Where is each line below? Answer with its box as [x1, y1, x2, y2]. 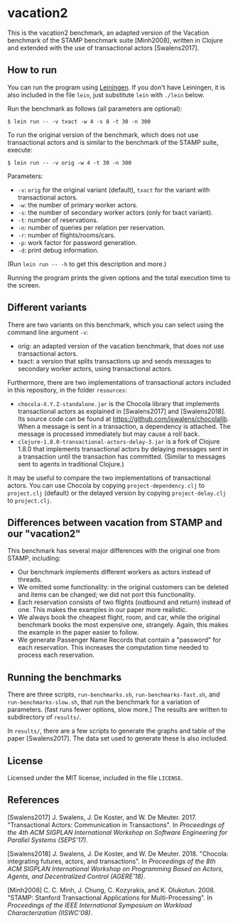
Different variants [7, 302, 87, 314]
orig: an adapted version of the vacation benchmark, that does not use [17, 342, 225, 350]
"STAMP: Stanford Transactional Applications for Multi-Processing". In [7, 893, 213, 902]
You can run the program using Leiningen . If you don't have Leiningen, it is [7, 83, 225, 92]
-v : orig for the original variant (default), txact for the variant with [17, 185, 210, 194]
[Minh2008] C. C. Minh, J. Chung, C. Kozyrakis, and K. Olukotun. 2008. [7, 885, 215, 894]
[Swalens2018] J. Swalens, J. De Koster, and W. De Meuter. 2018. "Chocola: [7, 849, 229, 858]
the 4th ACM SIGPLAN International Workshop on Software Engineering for [7, 828, 228, 836]
